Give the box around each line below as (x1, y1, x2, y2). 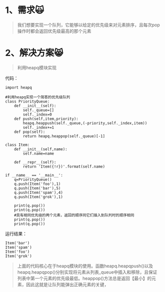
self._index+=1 (23, 125, 55, 130)
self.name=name (23, 151, 55, 156)
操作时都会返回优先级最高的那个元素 (17, 28, 92, 34)
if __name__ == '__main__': (5, 173, 63, 177)
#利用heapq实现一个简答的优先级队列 (5, 95, 70, 100)
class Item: (5, 142, 30, 147)
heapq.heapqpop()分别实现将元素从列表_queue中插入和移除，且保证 (17, 269, 158, 275)
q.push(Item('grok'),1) (14, 194, 63, 199)
